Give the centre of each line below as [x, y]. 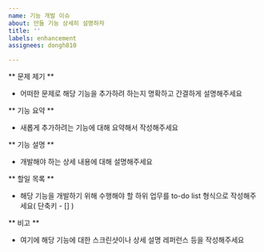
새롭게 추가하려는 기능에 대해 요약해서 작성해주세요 [99, 128]
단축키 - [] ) [56, 206]
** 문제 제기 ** [31, 76]
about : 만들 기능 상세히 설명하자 [56, 23]
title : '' [25, 30]
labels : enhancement [43, 38]
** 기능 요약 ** [31, 111]
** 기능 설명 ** [31, 144]
